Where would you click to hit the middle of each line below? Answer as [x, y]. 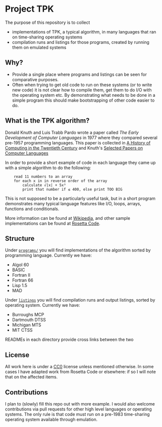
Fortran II [21, 275]
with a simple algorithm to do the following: [48, 168]
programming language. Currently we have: [49, 255]
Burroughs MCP [28, 315]
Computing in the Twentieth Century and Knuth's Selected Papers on [74, 148]
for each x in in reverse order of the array [61, 181]
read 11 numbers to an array [43, 177]
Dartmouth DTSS [29, 320]
